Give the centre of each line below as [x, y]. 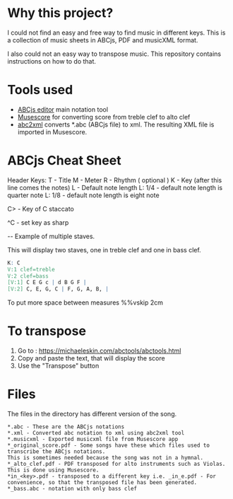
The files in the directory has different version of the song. [92, 414]
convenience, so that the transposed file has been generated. [102, 483]
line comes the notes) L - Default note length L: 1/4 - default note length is [115, 187]
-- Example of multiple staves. [51, 236]
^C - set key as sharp [38, 222]
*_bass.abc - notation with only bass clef [72, 489]
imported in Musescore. [52, 131]
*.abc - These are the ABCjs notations [66, 427]
